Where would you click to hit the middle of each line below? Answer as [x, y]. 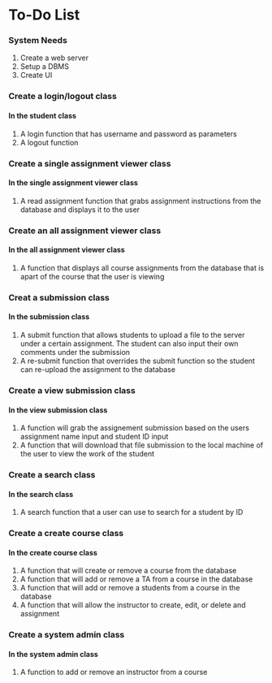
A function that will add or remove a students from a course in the [130, 588]
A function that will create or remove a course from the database [128, 571]
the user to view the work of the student [87, 454]
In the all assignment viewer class [67, 250]
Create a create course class [66, 534]
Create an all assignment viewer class [85, 231]
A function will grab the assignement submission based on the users [135, 428]
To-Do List [44, 15]
